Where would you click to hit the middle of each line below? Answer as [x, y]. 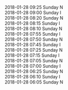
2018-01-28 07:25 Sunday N [34, 50]
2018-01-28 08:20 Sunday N [34, 18]
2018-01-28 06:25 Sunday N [34, 71]
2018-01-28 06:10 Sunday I [32, 77]
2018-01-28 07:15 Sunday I [32, 55]
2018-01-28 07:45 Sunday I [33, 44]
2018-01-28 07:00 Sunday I [33, 66]
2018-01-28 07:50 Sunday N [34, 39]
